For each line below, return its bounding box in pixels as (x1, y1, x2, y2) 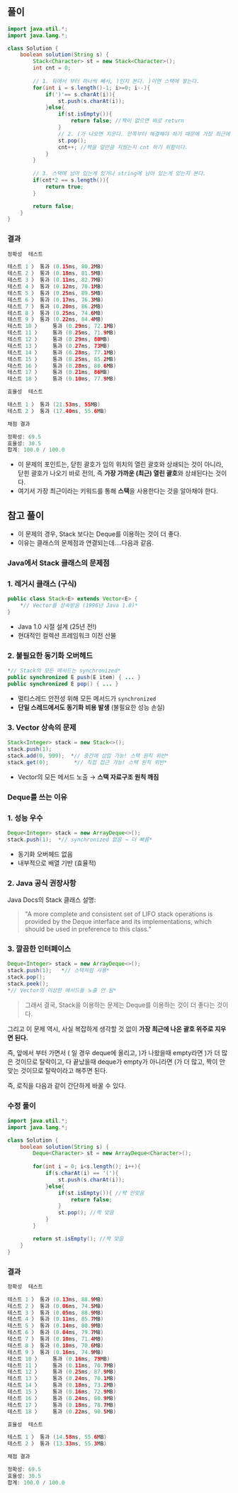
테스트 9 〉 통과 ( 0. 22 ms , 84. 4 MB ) (7, 316, 104, 324)
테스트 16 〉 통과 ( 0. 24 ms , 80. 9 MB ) (7, 1394, 117, 1402)
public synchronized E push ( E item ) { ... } (7, 674, 141, 681)
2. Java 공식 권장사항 (7, 878, 76, 888)
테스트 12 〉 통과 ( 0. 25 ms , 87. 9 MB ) (7, 1368, 117, 1376)
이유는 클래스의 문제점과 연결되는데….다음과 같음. (17, 539, 154, 547)
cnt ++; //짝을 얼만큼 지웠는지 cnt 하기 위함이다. (57, 143, 188, 150)
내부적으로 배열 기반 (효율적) (17, 859, 97, 867)
